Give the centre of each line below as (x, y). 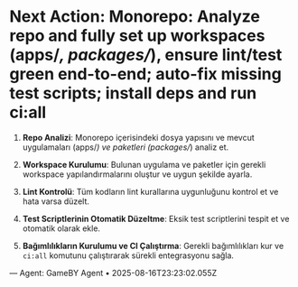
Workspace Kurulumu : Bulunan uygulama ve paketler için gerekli (144, 164)
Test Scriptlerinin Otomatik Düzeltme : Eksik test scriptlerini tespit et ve (156, 218)
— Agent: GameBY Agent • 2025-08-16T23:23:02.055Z (113, 273)
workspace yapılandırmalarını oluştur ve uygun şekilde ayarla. (137, 174)
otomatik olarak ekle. (61, 228)
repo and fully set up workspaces (137, 36)
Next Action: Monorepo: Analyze (135, 17)
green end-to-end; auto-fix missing (145, 74)
